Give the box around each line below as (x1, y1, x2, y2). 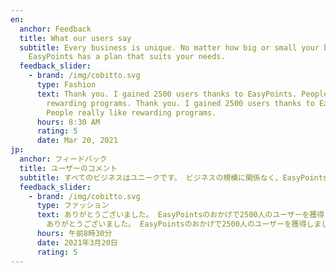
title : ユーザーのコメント (19, 163, 118, 173)
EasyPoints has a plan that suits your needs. (28, 52, 226, 62)
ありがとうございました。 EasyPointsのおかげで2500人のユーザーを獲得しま (46, 219, 322, 230)
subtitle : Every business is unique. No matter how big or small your (19, 42, 320, 53)
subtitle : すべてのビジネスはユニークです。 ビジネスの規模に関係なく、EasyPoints (19, 172, 328, 183)
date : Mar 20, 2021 (36, 136, 118, 146)
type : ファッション (36, 201, 110, 211)
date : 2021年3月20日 (36, 237, 118, 248)
